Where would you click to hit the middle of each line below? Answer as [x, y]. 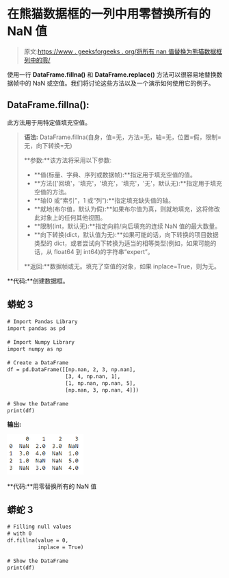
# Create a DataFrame [38, 363]
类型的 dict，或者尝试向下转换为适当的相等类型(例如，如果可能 [122, 243]
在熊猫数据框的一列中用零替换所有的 [109, 14]
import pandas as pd [37, 328]
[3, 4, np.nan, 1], [93, 376]
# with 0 [19, 534]
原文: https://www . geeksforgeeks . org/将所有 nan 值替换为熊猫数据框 [123, 51]
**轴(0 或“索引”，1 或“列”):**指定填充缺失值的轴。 [104, 200]
